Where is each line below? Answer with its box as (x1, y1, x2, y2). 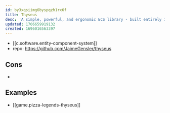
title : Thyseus (5, 12, 37, 17)
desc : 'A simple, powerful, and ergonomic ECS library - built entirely (5, 17, 162, 22)
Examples (5, 88, 37, 97)
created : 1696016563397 (5, 26, 56, 31)
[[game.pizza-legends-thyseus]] (12, 102, 81, 108)
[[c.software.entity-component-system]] (12, 40, 97, 46)
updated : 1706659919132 (5, 21, 56, 27)
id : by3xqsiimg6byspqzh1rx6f (5, 7, 67, 13)
